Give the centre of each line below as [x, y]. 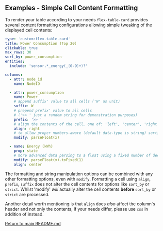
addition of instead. [24, 214]
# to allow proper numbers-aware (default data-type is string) [80, 133]
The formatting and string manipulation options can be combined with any [79, 174]
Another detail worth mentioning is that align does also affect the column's [80, 204]
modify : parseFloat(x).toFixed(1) [49, 160]
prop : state [26, 151]
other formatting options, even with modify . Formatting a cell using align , [78, 179]
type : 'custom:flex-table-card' [38, 39]
